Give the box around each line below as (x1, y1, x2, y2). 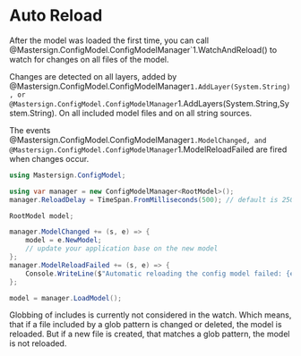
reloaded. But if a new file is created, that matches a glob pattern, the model (9, 328, 290, 340)
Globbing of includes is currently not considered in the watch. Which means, (9, 309, 292, 320)
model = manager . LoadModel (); (9, 293, 123, 302)
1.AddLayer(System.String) (189, 82, 291, 91)
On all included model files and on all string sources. (58, 107, 253, 118)
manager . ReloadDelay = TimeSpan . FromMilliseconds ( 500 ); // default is (9, 195, 279, 204)
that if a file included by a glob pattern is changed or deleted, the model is (9, 319, 282, 330)
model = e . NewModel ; (25, 236, 102, 245)
